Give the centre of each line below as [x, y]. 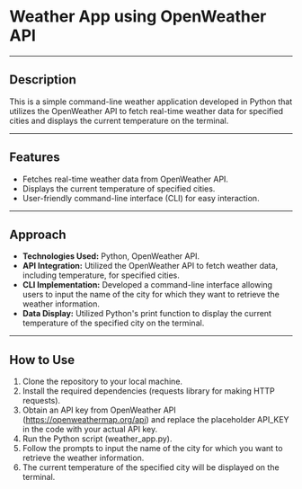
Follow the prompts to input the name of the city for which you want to [152, 449]
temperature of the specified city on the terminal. [113, 323]
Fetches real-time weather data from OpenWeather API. [125, 179]
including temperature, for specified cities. [101, 275]
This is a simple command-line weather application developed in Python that [151, 102]
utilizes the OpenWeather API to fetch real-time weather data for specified [147, 111]
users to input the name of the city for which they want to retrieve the [151, 295]
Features [35, 158]
